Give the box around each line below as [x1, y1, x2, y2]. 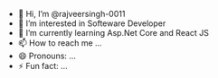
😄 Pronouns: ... [17, 50, 77, 61]
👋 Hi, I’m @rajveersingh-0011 [17, 9, 126, 19]
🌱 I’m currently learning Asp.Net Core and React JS [17, 28, 210, 38]
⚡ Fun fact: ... [17, 61, 68, 71]
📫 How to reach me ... [17, 38, 102, 48]
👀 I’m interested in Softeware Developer [17, 18, 166, 29]
